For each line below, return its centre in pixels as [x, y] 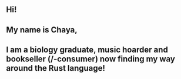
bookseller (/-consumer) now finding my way [90, 59]
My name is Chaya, [42, 30]
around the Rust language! [56, 68]
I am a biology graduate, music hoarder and [87, 50]
